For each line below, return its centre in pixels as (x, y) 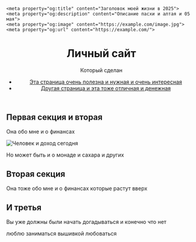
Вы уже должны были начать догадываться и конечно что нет (87, 222)
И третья (24, 207)
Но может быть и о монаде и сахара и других (65, 155)
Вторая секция (36, 174)
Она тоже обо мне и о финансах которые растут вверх (77, 188)
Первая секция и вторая (54, 117)
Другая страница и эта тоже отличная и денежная (106, 88)
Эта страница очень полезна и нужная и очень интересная (106, 82)
